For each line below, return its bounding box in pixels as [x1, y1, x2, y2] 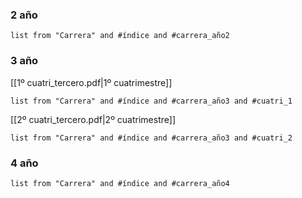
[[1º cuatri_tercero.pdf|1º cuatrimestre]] [10, 76, 173, 88]
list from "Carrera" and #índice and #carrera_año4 [10, 178, 230, 188]
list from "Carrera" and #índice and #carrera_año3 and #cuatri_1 [10, 96, 293, 106]
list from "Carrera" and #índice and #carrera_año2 [10, 31, 230, 41]
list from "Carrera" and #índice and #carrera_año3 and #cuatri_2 [10, 133, 293, 143]
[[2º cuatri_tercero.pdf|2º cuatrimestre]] [10, 113, 176, 125]
